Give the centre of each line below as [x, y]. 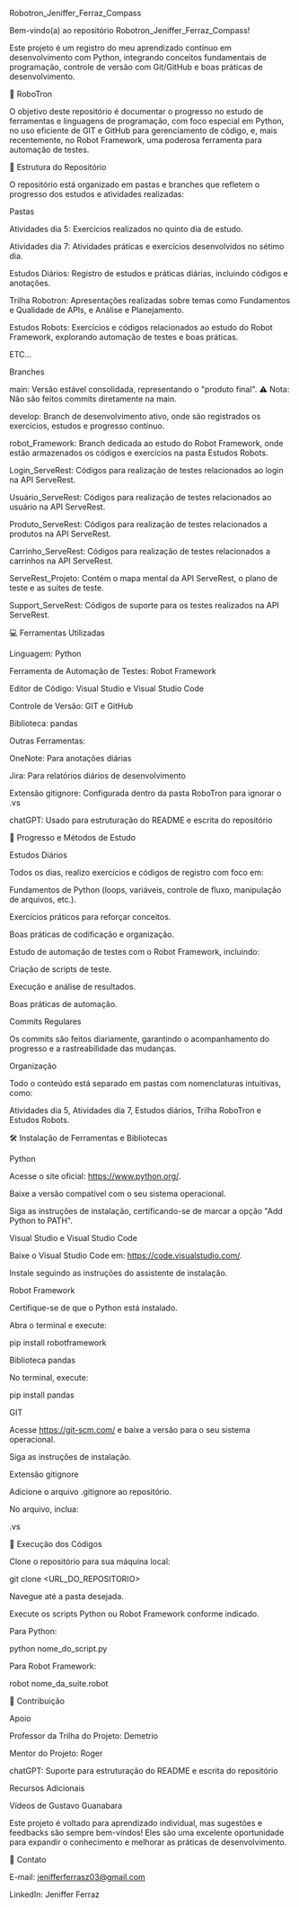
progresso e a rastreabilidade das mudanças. [93, 1048]
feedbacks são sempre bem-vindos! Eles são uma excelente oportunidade [147, 1832]
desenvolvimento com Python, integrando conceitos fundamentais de [138, 57]
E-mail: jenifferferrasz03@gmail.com [77, 1877]
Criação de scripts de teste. [61, 969]
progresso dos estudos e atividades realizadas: [97, 194]
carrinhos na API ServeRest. [62, 561]
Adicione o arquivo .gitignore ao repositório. [91, 1492]
